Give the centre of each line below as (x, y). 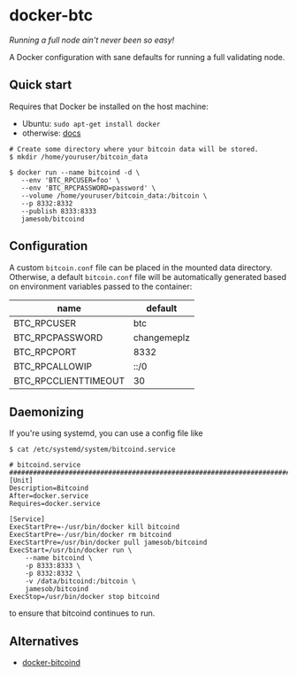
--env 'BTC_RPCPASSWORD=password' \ (88, 188)
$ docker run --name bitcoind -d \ (75, 172)
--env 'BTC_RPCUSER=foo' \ (71, 180)
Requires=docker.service (55, 504)
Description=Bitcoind (49, 488)
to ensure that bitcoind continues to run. (82, 613)
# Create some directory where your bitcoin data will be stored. (134, 149)
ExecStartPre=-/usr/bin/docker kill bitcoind (94, 527)
